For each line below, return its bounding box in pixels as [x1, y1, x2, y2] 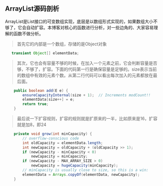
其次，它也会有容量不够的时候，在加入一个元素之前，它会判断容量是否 [16, 60, 158, 66]
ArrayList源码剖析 [5, 4, 60, 13]
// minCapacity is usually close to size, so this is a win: [22, 167, 149, 173]
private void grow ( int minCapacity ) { [14, 131, 92, 136]
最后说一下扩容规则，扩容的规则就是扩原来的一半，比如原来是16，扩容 [16, 116, 158, 122]
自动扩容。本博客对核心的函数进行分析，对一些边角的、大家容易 [26, 24, 154, 30]
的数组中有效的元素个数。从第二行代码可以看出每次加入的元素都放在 [16, 72, 153, 78]
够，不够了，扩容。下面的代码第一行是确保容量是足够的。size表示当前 [16, 66, 157, 72]
